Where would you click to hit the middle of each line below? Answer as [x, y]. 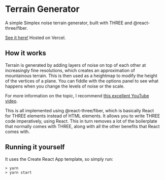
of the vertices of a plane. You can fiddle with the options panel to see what [82, 81]
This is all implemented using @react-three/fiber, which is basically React [80, 110]
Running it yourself [35, 147]
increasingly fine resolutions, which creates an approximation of [70, 70]
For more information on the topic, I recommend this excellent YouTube [77, 95]
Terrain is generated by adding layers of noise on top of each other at [76, 65]
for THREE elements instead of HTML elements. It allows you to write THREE [82, 116]
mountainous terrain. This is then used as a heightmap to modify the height [81, 76]
